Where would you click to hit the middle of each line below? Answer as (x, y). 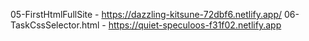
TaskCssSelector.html (55, 25)
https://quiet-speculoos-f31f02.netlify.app (195, 25)
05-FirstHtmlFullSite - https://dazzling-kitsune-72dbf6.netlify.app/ (146, 14)
